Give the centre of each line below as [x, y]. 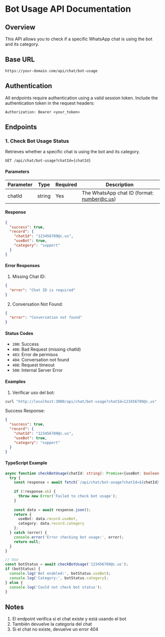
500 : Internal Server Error [37, 370]
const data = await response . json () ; [53, 510]
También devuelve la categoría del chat [52, 624]
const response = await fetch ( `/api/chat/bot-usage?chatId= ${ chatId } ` [88, 482]
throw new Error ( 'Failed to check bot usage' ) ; [68, 496]
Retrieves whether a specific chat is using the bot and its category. [73, 152]
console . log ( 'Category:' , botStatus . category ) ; [59, 578]
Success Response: [25, 411]
